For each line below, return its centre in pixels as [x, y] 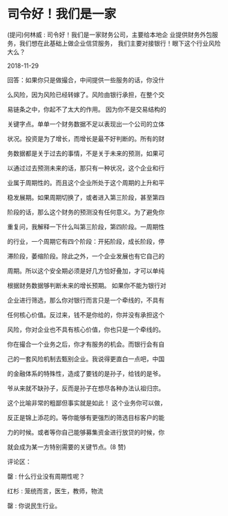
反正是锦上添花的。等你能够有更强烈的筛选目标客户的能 [86, 417]
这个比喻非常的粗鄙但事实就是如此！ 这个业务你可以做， [87, 403]
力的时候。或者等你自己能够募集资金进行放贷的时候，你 [86, 432]
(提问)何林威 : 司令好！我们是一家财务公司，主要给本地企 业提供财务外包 [110, 35]
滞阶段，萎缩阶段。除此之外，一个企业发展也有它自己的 [86, 256]
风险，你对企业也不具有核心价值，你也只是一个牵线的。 [86, 329]
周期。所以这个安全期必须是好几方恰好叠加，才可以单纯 [86, 271]
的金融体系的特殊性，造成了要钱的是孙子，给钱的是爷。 [86, 373]
